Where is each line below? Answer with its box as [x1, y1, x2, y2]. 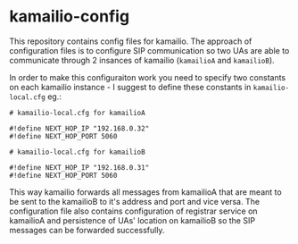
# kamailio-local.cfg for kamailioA [9, 108, 145, 117]
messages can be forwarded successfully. [9, 224, 165, 235]
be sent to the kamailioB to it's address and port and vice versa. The [9, 196, 261, 206]
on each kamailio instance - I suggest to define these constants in [9, 81, 252, 92]
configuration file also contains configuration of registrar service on [9, 206, 258, 216]
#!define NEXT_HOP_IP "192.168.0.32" [9, 123, 150, 133]
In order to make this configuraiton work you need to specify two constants [9, 72, 286, 82]
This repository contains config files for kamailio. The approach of [9, 36, 252, 46]
